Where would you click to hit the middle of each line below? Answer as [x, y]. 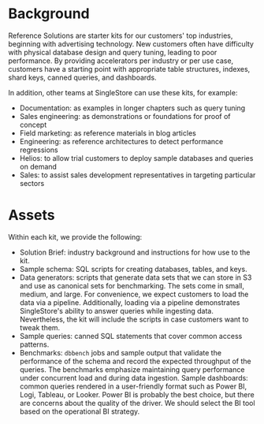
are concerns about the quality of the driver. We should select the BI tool [137, 403]
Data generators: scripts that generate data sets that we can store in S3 [136, 277]
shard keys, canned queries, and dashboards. [82, 77]
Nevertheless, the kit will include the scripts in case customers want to [134, 319]
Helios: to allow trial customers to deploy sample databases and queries [136, 158]
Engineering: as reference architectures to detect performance [121, 141]
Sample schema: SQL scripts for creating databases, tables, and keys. [133, 269]
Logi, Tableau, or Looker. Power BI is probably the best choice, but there [137, 394]
